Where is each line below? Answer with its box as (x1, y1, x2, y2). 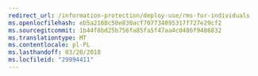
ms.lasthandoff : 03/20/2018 (8, 48, 102, 56)
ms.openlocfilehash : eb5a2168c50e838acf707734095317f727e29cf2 (8, 19, 222, 27)
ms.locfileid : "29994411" (8, 56, 94, 64)
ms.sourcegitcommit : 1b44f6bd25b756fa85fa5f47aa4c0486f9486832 (8, 26, 222, 34)
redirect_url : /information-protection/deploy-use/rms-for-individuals (8, 11, 250, 20)
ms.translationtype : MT (8, 33, 87, 42)
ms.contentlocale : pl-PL (8, 41, 90, 49)
